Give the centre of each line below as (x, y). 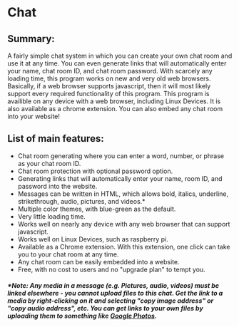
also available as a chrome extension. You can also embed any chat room (115, 109)
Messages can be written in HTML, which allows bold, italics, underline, (123, 194)
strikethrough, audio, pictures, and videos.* (81, 201)
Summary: (31, 39)
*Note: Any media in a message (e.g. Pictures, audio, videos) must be (113, 286)
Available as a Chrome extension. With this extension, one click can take (124, 246)
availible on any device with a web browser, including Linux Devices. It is (114, 101)
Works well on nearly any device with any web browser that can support (124, 224)
